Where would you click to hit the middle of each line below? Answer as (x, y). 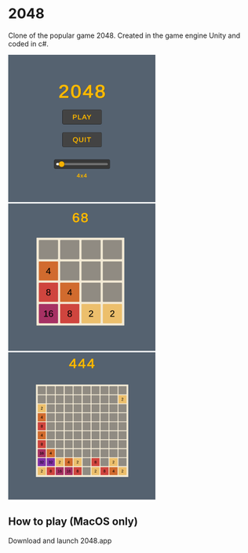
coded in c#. (29, 43)
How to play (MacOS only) (73, 522)
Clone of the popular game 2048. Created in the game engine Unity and (124, 35)
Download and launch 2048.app (60, 540)
